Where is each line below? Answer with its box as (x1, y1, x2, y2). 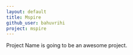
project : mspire (6, 25, 47, 32)
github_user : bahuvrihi (6, 20, 66, 26)
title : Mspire (6, 14, 42, 20)
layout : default (6, 8, 47, 15)
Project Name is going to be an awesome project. (6, 42, 128, 49)
